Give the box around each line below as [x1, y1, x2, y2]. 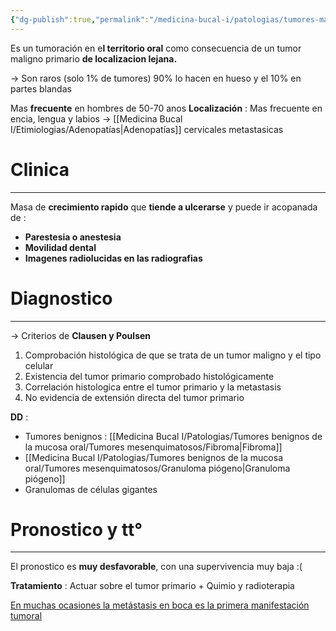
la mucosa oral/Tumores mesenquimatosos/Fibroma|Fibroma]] [24, 441, 283, 453]
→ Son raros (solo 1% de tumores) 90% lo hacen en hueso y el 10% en [10, 72, 302, 84]
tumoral [10, 610, 43, 622]
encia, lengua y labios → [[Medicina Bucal [10, 112, 183, 125]
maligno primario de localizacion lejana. [10, 52, 178, 65]
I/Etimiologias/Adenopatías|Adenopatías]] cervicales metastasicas [10, 123, 284, 135]
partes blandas [10, 82, 72, 95]
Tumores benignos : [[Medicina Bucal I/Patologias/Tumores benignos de [24, 430, 323, 442]
